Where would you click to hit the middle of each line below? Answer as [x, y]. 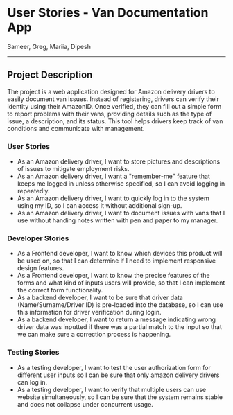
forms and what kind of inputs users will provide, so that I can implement [121, 283]
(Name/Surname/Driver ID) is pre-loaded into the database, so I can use [120, 305]
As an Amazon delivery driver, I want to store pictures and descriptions [119, 161]
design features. [41, 268]
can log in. [32, 382]
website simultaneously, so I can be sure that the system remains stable [120, 397]
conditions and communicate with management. [76, 128]
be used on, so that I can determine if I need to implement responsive [116, 261]
